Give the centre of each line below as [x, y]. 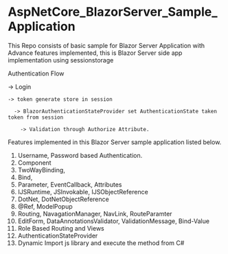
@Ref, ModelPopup [45, 206]
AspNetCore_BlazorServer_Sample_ [113, 12]
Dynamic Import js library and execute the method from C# [101, 243]
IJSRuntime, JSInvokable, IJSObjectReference [83, 192]
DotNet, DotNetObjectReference [63, 199]
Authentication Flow [36, 73]
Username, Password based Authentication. [80, 155]
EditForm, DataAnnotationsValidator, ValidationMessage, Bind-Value [114, 221]
